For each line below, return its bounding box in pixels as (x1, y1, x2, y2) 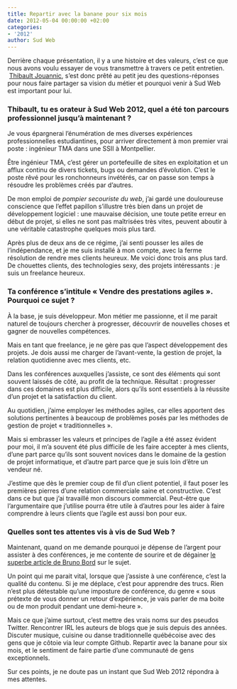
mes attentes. (7, 675, 48, 683)
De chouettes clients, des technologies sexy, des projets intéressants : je (7, 261, 220, 270)
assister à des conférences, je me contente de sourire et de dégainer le (7, 550, 216, 559)
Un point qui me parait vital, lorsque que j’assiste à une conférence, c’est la (7, 572, 227, 580)
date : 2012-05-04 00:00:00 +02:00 (7, 17, 110, 24)
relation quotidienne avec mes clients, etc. (7, 356, 131, 364)
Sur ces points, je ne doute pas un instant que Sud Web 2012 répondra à (7, 668, 219, 676)
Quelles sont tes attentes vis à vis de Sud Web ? (7, 527, 176, 537)
